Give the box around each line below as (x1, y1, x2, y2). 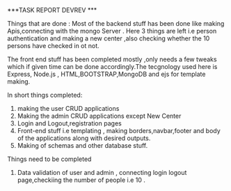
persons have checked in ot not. (7, 42, 99, 49)
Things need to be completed (7, 155, 92, 163)
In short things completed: (7, 91, 83, 99)
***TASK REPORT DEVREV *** (7, 6, 97, 14)
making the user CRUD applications (17, 105, 120, 112)
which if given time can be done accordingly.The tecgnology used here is (7, 63, 218, 70)
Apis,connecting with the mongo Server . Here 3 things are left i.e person (7, 27, 217, 35)
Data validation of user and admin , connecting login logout (17, 169, 187, 176)
